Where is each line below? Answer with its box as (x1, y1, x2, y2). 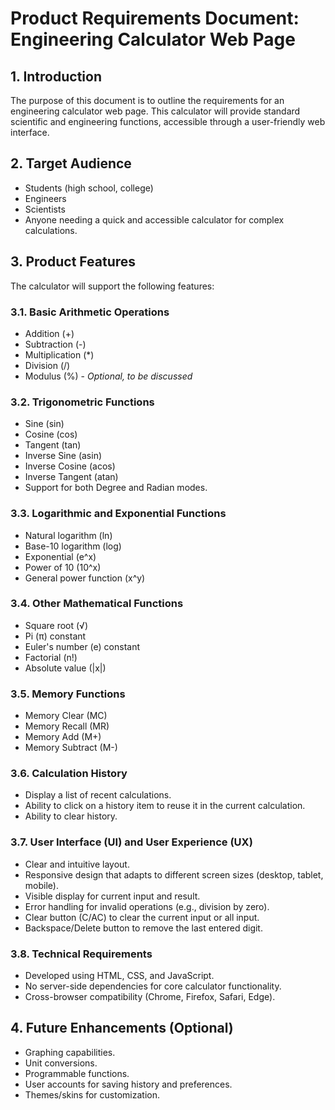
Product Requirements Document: (10, 7, 300, 30)
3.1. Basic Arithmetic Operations (10, 305, 170, 319)
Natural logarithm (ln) (24, 529, 113, 541)
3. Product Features (10, 253, 137, 271)
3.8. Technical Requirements (10, 947, 153, 961)
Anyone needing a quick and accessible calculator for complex (24, 213, 285, 226)
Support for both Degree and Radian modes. (24, 482, 208, 494)
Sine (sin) (24, 418, 65, 430)
